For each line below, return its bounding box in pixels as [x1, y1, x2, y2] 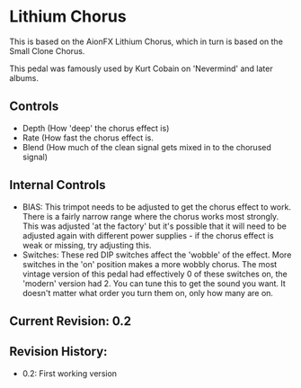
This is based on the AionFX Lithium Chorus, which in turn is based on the [9, 36, 283, 47]
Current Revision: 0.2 [9, 313, 132, 329]
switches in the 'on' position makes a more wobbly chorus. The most [22, 258, 278, 269]
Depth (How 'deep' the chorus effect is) [22, 122, 170, 133]
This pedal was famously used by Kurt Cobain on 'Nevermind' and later [9, 63, 273, 74]
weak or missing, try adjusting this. [22, 239, 152, 250]
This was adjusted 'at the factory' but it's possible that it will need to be [22, 221, 288, 231]
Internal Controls [9, 177, 106, 193]
